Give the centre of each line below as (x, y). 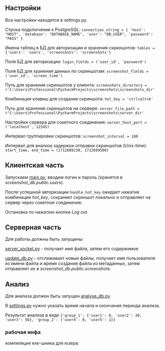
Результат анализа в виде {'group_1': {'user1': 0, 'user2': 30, (73, 315)
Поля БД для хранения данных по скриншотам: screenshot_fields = (77, 71)
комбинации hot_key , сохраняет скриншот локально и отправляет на (78, 197)
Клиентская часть (34, 165)
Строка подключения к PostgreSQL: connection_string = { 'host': (75, 30)
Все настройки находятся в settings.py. (46, 20)
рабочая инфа (23, 332)
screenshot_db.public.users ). (34, 182)
